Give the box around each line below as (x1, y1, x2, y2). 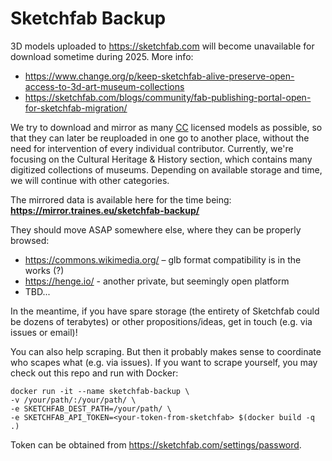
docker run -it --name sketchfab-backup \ (10, 386, 190, 396)
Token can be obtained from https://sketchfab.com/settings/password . (10, 438, 302, 451)
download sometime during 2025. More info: (10, 50, 194, 62)
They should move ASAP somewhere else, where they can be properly (10, 223, 302, 236)
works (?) (24, 264, 65, 276)
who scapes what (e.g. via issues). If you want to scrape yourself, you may (10, 356, 318, 368)
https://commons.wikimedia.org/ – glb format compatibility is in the (24, 253, 302, 266)
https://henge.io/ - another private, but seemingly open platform (24, 275, 290, 287)
